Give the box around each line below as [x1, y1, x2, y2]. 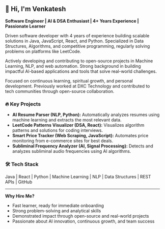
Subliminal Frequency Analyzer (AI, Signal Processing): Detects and [12, 143, 154, 149]
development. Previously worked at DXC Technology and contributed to [5, 83, 150, 89]
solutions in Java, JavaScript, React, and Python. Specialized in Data [5, 38, 144, 44]
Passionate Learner [5, 23, 46, 29]
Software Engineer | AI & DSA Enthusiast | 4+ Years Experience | [5, 18, 139, 24]
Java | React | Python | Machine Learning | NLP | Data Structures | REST [5, 174, 151, 180]
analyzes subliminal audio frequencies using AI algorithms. [12, 148, 132, 154]
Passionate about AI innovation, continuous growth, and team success [12, 218, 155, 224]
